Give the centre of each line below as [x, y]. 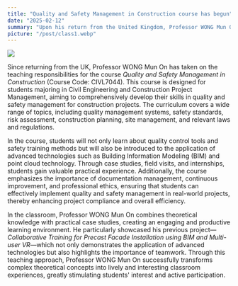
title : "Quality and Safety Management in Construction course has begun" [120, 14]
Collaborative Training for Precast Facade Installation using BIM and [107, 237]
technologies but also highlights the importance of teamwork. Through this [116, 253]
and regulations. [31, 127]
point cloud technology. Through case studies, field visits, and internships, [116, 164]
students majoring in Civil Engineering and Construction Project [100, 90]
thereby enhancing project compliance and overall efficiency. [97, 201]
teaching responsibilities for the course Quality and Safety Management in [116, 74]
